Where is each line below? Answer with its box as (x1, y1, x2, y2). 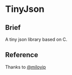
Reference (5, 51, 38, 59)
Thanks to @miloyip (5, 64, 46, 70)
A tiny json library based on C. (5, 36, 67, 42)
